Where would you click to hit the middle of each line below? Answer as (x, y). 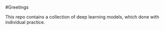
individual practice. (25, 22)
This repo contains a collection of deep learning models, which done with (82, 17)
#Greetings (17, 7)
